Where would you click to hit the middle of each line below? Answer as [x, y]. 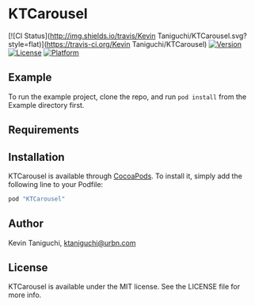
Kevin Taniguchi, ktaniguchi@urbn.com [72, 243]
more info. [25, 295]
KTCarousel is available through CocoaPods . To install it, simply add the [126, 176]
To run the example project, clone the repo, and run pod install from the [127, 97]
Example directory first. [46, 105]
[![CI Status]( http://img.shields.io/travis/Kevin [82, 36]
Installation [36, 157]
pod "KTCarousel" [37, 199]
